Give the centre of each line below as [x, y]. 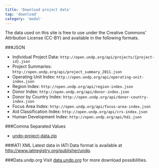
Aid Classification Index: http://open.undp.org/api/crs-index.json [80, 112]
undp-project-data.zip [34, 136]
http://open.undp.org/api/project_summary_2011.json [67, 72]
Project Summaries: [32, 66]
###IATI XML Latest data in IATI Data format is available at [64, 145]
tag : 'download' [22, 14]
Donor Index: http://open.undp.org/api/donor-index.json [71, 92]
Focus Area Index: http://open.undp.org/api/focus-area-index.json [81, 107]
